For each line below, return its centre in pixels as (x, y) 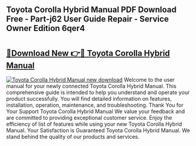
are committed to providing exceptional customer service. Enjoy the (89, 118)
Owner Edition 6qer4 (46, 28)
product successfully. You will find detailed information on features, (89, 99)
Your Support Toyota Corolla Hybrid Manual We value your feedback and (96, 111)
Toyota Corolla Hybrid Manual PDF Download (91, 10)
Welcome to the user (149, 80)
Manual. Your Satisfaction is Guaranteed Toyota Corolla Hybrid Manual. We (98, 130)
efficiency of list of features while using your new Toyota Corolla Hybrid (94, 124)
